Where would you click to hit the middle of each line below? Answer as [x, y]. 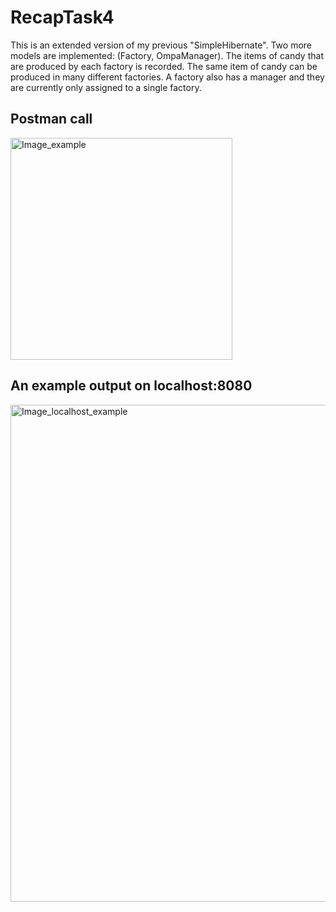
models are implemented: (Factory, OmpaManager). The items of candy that [167, 55]
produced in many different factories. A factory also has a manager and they [167, 77]
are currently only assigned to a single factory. [106, 87]
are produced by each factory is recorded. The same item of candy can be [164, 66]
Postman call [51, 119]
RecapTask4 [62, 17]
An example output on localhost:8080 [131, 386]
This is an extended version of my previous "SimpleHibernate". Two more [161, 45]
